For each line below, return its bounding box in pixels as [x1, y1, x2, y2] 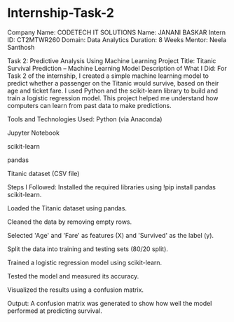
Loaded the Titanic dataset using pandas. [7, 203, 128, 212]
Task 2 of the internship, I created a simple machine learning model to [7, 72, 209, 80]
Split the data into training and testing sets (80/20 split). [7, 244, 168, 253]
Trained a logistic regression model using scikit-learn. [7, 258, 163, 267]
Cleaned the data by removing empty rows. [7, 217, 132, 226]
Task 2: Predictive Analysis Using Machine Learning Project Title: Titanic [7, 56, 216, 65]
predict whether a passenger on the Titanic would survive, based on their [7, 79, 219, 87]
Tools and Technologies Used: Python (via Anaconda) [7, 114, 163, 123]
